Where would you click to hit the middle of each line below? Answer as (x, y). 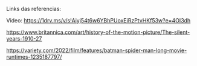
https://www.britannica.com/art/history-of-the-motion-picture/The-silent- (98, 32)
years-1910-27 (24, 38)
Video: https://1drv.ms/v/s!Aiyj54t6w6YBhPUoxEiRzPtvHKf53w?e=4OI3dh (98, 20)
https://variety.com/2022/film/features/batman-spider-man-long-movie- (97, 50)
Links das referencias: (34, 9)
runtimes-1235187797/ (34, 57)
